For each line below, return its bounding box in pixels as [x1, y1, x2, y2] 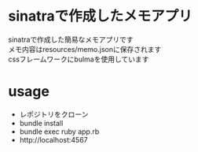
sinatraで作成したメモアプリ [8, 7, 192, 25]
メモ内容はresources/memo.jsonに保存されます [8, 44, 162, 54]
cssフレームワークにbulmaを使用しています [8, 54, 149, 64]
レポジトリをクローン [19, 109, 89, 119]
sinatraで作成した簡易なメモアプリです [8, 35, 134, 44]
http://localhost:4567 [19, 135, 88, 144]
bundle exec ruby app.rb [19, 127, 100, 136]
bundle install [19, 118, 64, 128]
